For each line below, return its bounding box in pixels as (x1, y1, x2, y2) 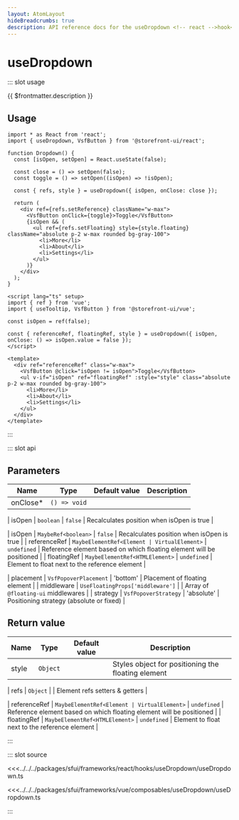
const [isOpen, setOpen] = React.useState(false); (14, 156, 167, 164)
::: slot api (7, 444, 36, 453)
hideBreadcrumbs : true (7, 17, 75, 24)
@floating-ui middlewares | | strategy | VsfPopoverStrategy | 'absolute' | (7, 589, 220, 597)
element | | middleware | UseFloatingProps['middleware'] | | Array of (7, 581, 209, 589)
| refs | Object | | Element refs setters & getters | (7, 686, 148, 695)
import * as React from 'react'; (7, 131, 107, 139)
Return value (7, 617, 65, 629)
